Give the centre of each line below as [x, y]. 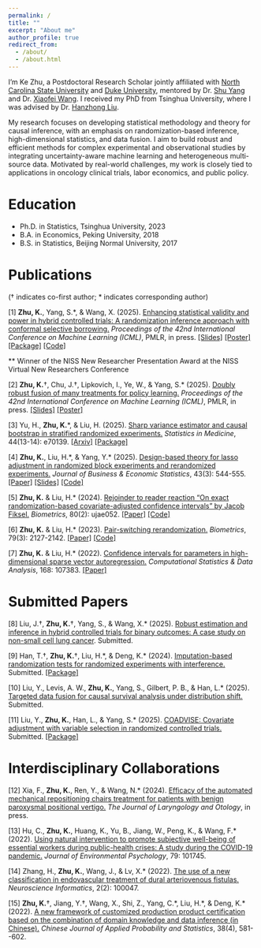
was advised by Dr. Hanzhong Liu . [64, 106]
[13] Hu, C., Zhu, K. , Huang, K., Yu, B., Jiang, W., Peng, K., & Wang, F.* [122, 830]
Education [42, 205]
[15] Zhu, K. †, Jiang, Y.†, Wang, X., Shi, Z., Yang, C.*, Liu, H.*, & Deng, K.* [127, 903]
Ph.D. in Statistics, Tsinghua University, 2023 [92, 226]
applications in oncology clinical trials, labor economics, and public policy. [129, 172]
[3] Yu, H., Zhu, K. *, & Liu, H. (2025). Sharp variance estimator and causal [128, 425]
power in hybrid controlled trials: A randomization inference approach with [129, 320]
